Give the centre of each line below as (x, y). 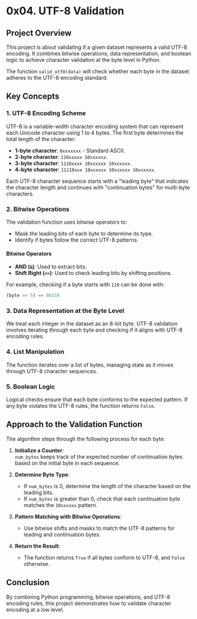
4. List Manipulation (35, 352)
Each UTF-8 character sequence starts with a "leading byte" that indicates (97, 181)
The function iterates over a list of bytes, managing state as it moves (90, 365)
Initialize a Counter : (39, 450)
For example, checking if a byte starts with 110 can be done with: (85, 285)
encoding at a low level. (35, 609)
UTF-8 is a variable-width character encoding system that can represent (95, 126)
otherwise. (36, 564)
